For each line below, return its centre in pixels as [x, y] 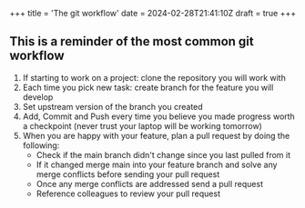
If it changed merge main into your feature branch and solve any [157, 164]
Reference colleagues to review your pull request [128, 193]
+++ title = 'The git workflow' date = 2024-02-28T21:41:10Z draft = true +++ [153, 13]
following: [41, 145]
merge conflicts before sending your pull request [128, 174]
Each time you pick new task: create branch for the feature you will [148, 87]
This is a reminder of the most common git [132, 41]
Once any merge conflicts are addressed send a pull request [150, 183]
